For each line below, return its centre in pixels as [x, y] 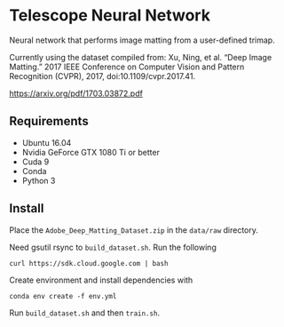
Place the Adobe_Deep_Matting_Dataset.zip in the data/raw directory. [134, 230]
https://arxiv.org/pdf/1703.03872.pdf [76, 93]
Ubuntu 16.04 [47, 142]
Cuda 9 [35, 162]
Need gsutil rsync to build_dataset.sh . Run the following [113, 247]
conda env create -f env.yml [63, 296]
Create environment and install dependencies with [101, 280]
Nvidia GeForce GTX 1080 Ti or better [91, 152]
